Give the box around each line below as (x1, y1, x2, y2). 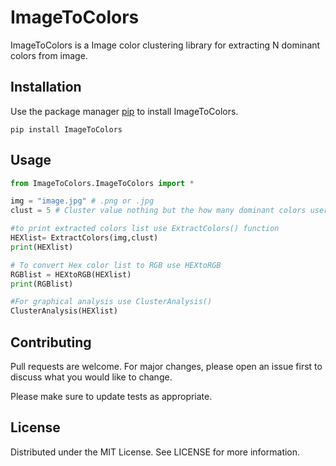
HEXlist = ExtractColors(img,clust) (10, 233, 159, 243)
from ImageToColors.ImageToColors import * (10, 178, 195, 188)
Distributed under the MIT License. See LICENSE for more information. (10, 446, 301, 458)
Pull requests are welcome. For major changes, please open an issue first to (10, 361, 323, 372)
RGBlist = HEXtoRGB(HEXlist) (10, 269, 132, 280)
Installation (10, 79, 82, 96)
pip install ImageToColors (10, 124, 123, 135)
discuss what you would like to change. (10, 371, 173, 383)
